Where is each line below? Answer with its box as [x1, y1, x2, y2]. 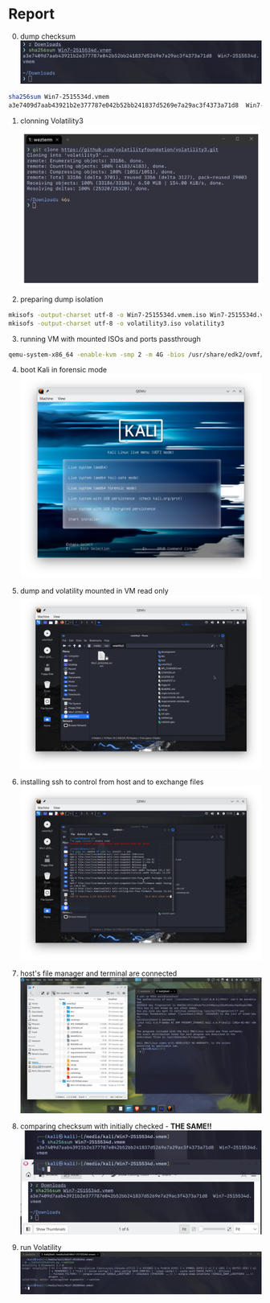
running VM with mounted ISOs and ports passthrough [19, 334, 201, 343]
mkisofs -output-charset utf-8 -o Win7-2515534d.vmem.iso [8, 310, 207, 319]
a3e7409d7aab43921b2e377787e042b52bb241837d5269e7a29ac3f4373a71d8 [8, 101, 239, 109]
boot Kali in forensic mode [19, 365, 108, 375]
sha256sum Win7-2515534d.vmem [8, 93, 110, 101]
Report [8, 5, 55, 23]
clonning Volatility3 [19, 116, 84, 125]
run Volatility [19, 1242, 62, 1252]
